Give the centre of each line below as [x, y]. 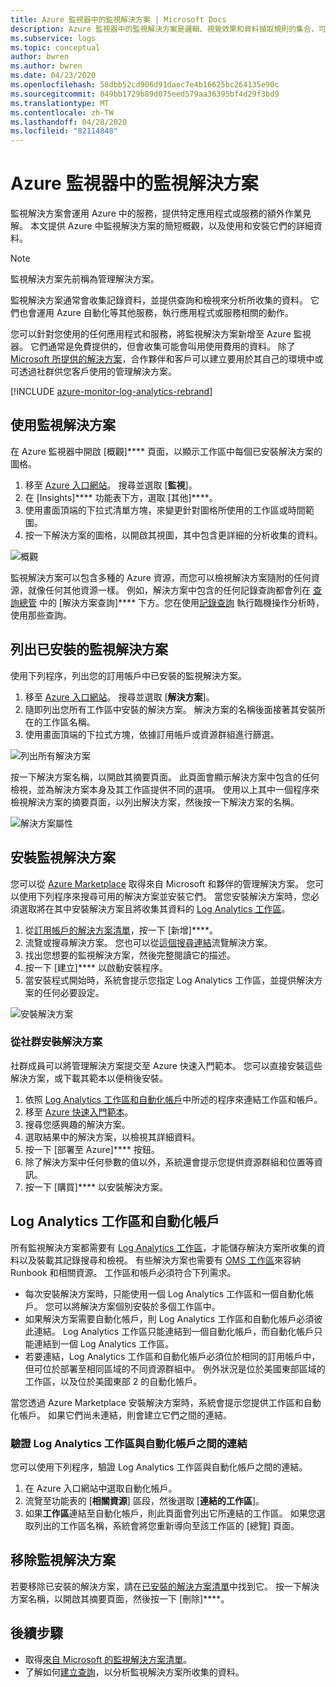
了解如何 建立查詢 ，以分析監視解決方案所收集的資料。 [134, 1672]
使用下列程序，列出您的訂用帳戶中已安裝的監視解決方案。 [128, 675]
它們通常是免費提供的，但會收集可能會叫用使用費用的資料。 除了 [162, 347]
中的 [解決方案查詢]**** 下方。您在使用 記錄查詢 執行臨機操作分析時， [181, 602]
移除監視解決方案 [63, 1560]
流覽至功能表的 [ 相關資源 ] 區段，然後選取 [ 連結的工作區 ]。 [144, 1500]
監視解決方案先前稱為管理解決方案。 [85, 279]
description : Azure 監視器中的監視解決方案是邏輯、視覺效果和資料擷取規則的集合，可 [168, 29]
